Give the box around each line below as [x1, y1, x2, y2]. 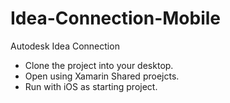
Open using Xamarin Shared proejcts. [24, 70, 180, 82]
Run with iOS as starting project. [24, 80, 158, 92]
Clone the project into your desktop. [24, 59, 174, 71]
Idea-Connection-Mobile [10, 7, 222, 30]
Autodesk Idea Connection [10, 40, 120, 52]
